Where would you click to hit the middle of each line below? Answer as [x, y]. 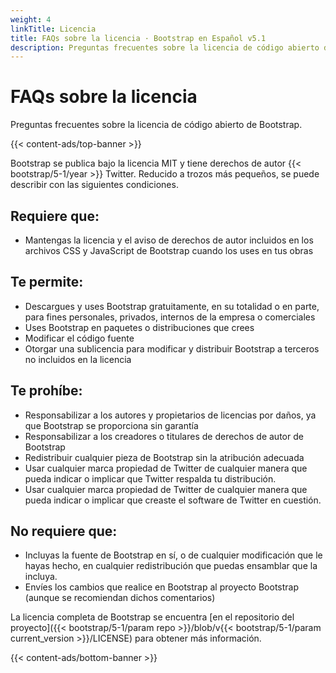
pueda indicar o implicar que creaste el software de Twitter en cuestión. [173, 500]
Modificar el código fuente [79, 338]
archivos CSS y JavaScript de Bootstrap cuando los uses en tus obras [169, 250]
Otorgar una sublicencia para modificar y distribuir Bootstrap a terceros [172, 348]
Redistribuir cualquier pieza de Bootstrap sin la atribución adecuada [164, 457]
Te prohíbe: [46, 391]
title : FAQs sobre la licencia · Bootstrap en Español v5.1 [138, 38]
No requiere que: [64, 531]
